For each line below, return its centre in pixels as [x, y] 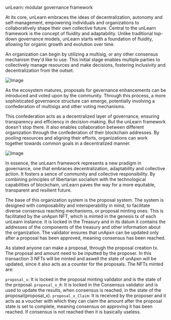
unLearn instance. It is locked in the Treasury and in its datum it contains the [86, 222]
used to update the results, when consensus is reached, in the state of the [83, 290]
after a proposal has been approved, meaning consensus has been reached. [86, 238]
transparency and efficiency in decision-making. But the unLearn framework [86, 122]
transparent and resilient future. [39, 190]
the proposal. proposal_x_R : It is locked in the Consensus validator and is [82, 285]
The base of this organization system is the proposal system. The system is [85, 200]
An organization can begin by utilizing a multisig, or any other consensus [82, 54]
